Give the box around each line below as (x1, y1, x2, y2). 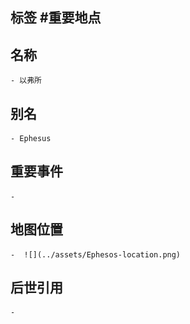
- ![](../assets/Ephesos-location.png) (10, 249, 182, 260)
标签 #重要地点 (10, 9, 102, 27)
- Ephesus (10, 134, 52, 144)
